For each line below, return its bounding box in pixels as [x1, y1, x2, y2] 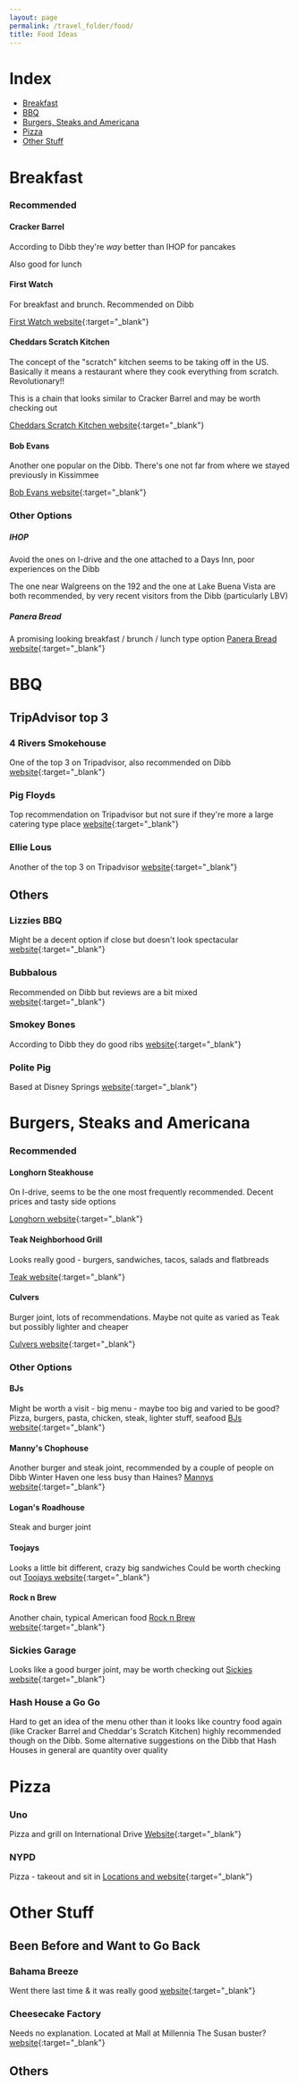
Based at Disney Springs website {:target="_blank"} [9, 1082, 198, 1093]
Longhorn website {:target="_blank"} [9, 1213, 143, 1224]
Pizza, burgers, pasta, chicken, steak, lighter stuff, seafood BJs [9, 1412, 243, 1423]
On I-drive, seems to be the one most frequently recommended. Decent [9, 1187, 274, 1197]
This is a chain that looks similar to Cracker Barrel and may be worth [9, 393, 261, 404]
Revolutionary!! [9, 376, 65, 387]
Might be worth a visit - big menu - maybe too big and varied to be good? [9, 1402, 280, 1414]
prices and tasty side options [9, 1196, 116, 1207]
